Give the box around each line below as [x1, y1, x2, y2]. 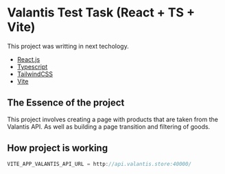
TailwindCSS [16, 70, 54, 78]
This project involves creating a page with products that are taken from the [7, 115, 218, 123]
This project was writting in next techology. [7, 42, 129, 50]
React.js [16, 55, 40, 63]
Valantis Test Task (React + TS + [7, 5, 196, 21]
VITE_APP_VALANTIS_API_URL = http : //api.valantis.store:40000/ [7, 160, 192, 167]
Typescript [16, 62, 48, 71]
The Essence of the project [7, 97, 125, 109]
